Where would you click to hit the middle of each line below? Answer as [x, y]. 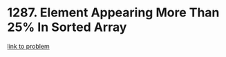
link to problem [28, 46]
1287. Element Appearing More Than [113, 13]
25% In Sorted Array [67, 27]
